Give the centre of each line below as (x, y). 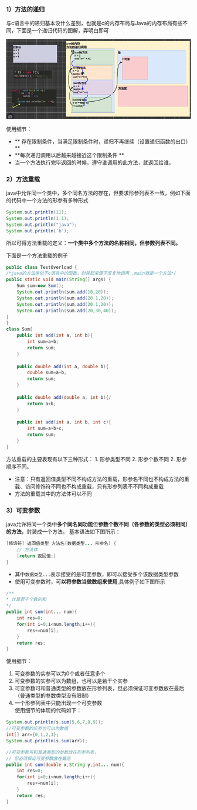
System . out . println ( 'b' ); (38, 231)
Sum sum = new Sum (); (40, 286)
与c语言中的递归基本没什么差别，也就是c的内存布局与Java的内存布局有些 (94, 23)
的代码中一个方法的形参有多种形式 (47, 201)
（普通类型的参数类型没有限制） (53, 696)
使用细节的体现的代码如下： (48, 711)
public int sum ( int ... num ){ (42, 612)
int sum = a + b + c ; (46, 429)
